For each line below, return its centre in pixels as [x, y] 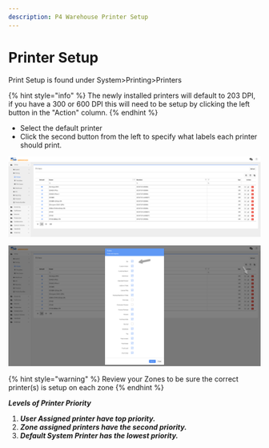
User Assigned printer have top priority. [88, 419]
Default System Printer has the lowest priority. [99, 436]
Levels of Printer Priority [50, 403]
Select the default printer [61, 127]
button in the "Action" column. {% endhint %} [83, 112]
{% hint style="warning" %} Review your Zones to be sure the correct [123, 379]
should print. [41, 145]
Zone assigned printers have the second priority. [103, 427]
